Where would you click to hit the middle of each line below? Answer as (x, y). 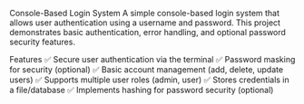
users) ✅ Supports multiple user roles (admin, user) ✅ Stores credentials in (150, 80)
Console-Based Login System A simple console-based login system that (144, 13)
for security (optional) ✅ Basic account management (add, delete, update (147, 70)
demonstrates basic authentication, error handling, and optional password (147, 32)
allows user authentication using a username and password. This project (145, 23)
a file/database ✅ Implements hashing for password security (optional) (142, 90)
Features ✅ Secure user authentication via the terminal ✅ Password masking (152, 59)
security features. (42, 42)
